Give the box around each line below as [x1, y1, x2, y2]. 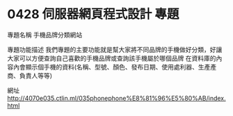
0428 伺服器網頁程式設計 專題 [7, 6, 179, 22]
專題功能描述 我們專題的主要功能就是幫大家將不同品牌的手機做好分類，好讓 [7, 45, 223, 53]
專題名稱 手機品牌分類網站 [7, 31, 82, 39]
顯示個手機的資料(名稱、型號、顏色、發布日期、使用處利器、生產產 [25, 63, 217, 71]
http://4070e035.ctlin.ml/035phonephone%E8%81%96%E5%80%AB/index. [7, 94, 226, 102]
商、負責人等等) [7, 71, 53, 80]
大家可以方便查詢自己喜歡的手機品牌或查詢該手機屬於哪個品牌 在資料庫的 [7, 53, 216, 63]
